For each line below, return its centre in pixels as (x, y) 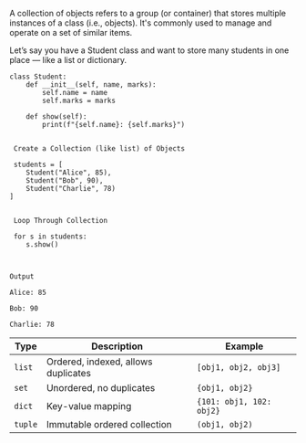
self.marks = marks (79, 100)
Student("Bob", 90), (65, 181)
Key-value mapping (89, 406)
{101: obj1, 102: (234, 401)
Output (22, 277)
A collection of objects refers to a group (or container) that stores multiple (148, 13)
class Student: (38, 77)
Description (117, 346)
